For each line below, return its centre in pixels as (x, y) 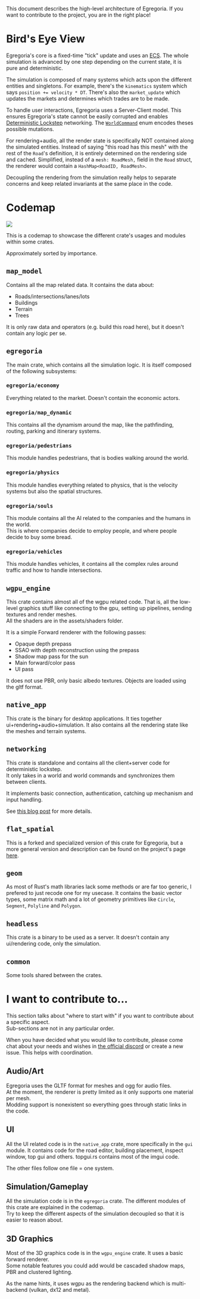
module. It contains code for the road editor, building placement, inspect (95, 1150)
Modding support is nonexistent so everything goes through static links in (96, 1104)
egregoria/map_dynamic (39, 412)
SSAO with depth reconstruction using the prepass (77, 650)
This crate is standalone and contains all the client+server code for (88, 763)
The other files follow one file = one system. (60, 1168)
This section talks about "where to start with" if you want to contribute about (100, 1015)
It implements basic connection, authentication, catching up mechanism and (100, 793)
